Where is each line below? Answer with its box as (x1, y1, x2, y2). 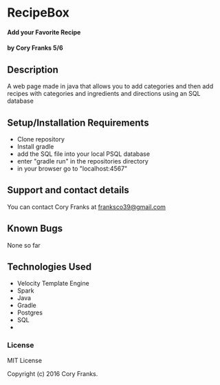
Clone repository (16, 135, 65, 143)
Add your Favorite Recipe (7, 28, 81, 36)
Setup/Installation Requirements (7, 117, 149, 128)
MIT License (7, 356, 43, 364)
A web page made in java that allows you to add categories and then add (7, 82, 214, 90)
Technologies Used (7, 261, 91, 273)
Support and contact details (7, 184, 129, 196)
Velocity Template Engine (16, 279, 89, 288)
